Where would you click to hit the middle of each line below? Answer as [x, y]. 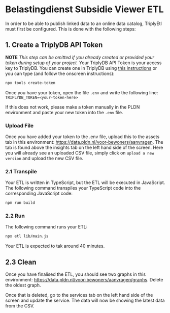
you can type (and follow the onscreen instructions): [60, 73]
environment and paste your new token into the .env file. [64, 112]
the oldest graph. [23, 285]
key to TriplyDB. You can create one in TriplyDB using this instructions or [81, 68]
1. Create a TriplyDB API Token [54, 45]
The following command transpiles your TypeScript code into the [73, 188]
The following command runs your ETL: [46, 227]
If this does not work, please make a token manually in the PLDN [73, 107]
